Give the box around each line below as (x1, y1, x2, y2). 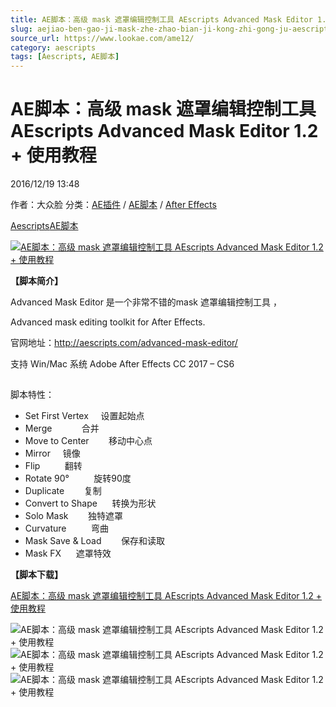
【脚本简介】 (10, 275, 63, 287)
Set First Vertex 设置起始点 (24, 410, 145, 422)
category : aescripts (10, 42, 97, 53)
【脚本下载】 (10, 569, 63, 581)
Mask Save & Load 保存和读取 (24, 535, 165, 547)
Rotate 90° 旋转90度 (24, 472, 132, 485)
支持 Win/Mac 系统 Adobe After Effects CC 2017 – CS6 (10, 358, 235, 370)
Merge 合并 (24, 422, 100, 435)
